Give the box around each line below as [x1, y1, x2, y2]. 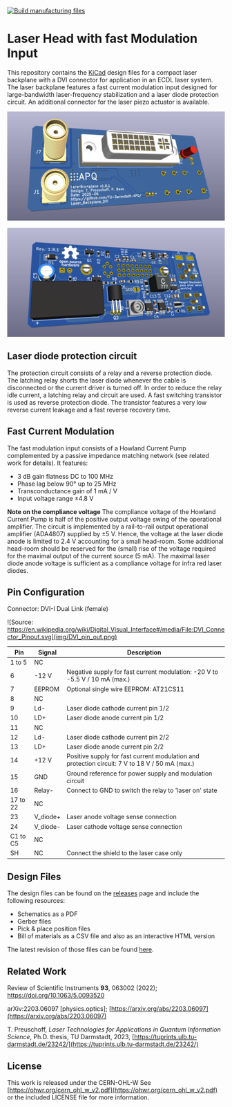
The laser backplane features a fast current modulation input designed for [7, 83, 217, 91]
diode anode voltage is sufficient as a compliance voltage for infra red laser [7, 559, 222, 567]
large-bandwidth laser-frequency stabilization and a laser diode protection [7, 90, 220, 98]
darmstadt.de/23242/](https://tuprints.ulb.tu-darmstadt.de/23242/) [7, 1040, 199, 1048]
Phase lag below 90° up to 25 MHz [17, 479, 117, 488]
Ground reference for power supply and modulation [66, 769, 213, 778]
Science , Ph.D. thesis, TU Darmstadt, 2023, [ [7, 1033, 135, 1041]
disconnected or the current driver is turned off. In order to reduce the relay [7, 383, 222, 392]
